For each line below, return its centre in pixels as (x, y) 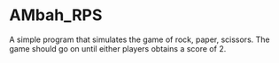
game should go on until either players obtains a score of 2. (118, 48)
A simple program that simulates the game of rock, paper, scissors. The (139, 39)
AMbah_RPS (56, 15)
